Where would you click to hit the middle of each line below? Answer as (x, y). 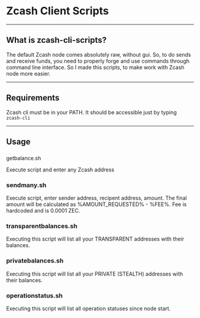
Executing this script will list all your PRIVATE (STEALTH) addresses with (95, 274)
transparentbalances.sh (42, 226)
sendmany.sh (26, 185)
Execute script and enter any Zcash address (60, 169)
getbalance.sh (24, 158)
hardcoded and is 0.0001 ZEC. (43, 211)
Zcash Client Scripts (57, 11)
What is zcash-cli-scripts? (57, 40)
